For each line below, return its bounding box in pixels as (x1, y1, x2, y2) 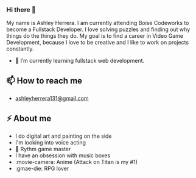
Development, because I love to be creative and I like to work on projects (6, 39, 189, 46)
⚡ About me (6, 113, 52, 124)
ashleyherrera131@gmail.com (15, 94, 89, 102)
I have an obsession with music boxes (15, 152, 111, 159)
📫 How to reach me (6, 76, 83, 86)
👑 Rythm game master (15, 145, 71, 152)
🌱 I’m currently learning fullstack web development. (15, 57, 145, 65)
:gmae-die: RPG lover (15, 165, 69, 172)
